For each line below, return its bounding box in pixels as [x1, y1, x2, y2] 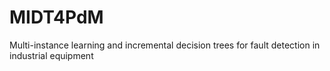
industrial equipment [9, 49, 94, 61]
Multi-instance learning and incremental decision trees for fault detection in [9, 39, 321, 51]
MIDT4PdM [9, 6, 104, 29]
